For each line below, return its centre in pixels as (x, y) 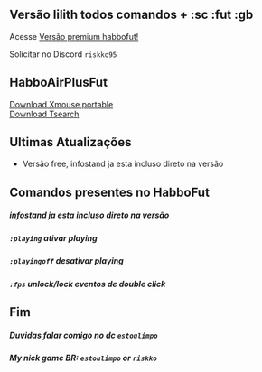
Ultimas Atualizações (71, 142)
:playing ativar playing (53, 237)
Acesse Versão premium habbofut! (74, 36)
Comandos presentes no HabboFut (110, 192)
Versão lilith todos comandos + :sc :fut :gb (131, 15)
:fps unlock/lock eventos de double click (88, 284)
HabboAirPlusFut (59, 83)
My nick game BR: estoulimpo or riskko (84, 358)
